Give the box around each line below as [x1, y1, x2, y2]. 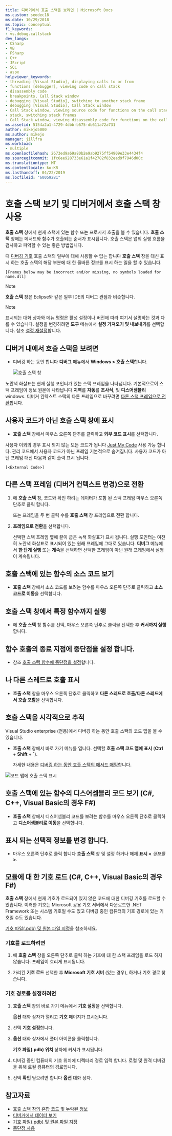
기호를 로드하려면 [5, 940, 46, 947]
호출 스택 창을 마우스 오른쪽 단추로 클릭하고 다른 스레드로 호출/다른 [12, 690, 145, 696]
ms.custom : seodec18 [5, 12, 50, 17]
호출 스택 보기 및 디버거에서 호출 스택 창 [5, 198, 161, 210]
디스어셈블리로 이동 [18, 820, 57, 826]
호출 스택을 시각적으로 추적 [5, 713, 84, 722]
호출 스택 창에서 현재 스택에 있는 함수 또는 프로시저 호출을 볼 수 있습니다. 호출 [5, 229, 159, 235]
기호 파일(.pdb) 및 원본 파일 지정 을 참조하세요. [5, 925, 97, 932]
